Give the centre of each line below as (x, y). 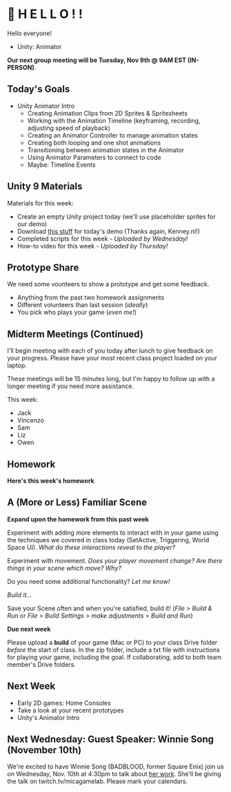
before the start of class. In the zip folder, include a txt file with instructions (114, 650)
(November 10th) (44, 750)
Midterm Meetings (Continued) (75, 334)
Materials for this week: (40, 203)
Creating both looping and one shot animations (94, 142)
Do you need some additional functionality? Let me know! (89, 581)
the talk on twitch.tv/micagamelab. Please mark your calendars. (98, 782)
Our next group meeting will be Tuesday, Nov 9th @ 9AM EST (97, 60)
